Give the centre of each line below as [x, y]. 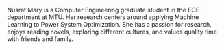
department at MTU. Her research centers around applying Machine [103, 17]
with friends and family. [40, 39]
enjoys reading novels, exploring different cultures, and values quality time [112, 32]
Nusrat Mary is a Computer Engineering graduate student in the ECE [103, 10]
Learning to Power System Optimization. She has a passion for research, [109, 24]
